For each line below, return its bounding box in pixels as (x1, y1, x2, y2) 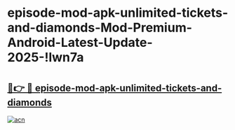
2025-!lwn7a (7, 50, 84, 66)
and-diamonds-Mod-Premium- (7, 20, 193, 36)
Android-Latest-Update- (7, 35, 153, 50)
